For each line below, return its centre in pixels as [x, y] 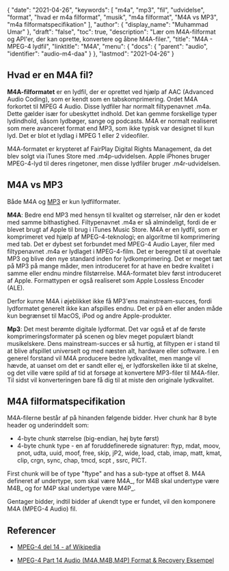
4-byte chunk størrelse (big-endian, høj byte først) [88, 439]
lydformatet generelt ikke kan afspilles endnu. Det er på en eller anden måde [115, 308]
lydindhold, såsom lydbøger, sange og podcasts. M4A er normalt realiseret [112, 121]
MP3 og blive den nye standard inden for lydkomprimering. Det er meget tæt [114, 258]
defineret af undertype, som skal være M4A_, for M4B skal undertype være [113, 481]
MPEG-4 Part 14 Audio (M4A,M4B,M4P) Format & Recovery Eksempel [115, 560]
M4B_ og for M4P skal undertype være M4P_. [71, 488]
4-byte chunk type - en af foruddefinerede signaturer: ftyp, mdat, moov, [119, 446]
